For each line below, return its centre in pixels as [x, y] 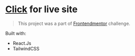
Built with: [16, 33]
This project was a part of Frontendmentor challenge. [74, 23]
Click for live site [41, 9]
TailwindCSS [26, 48]
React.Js [22, 43]
